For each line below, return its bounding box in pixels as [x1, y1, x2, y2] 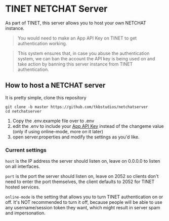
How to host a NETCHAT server [5, 81, 106, 90]
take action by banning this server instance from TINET [17, 61, 133, 67]
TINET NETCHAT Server [5, 3, 108, 15]
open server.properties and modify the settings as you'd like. [12, 134, 140, 140]
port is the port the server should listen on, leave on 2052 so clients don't [5, 173, 159, 179]
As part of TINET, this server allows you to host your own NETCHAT [5, 20, 147, 26]
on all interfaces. [5, 163, 40, 170]
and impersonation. [5, 210, 46, 216]
